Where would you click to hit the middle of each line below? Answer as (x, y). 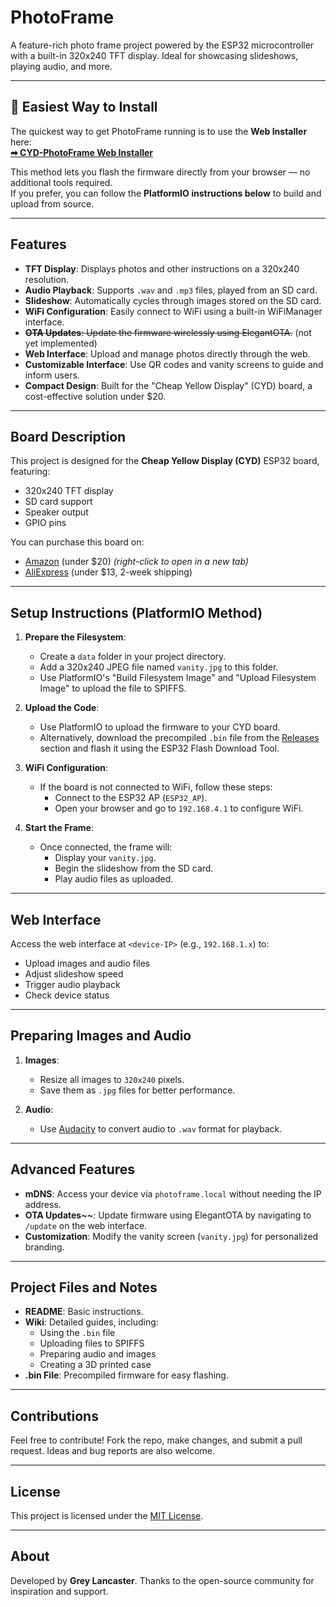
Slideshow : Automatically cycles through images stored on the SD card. (173, 300)
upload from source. (52, 203)
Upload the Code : (62, 708)
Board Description (68, 436)
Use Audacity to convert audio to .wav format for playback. (161, 1128)
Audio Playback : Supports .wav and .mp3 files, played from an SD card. (171, 290)
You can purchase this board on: (77, 542)
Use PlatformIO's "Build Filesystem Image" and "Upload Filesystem (178, 678)
